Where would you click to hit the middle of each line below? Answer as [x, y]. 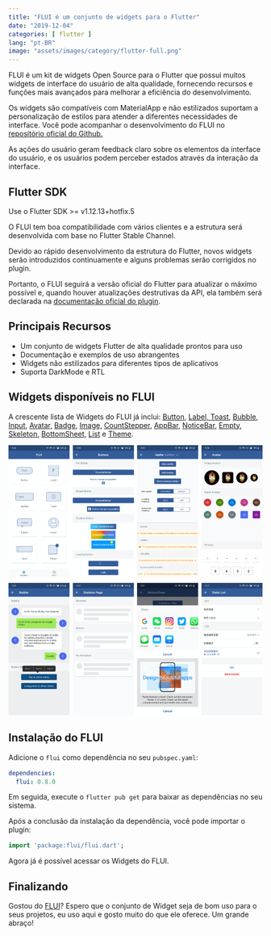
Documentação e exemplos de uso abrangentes [100, 355]
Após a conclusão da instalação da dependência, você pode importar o [127, 821]
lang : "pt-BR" [32, 43]
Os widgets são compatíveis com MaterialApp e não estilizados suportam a [133, 108]
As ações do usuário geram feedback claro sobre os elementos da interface [135, 149]
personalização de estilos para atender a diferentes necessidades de [123, 116]
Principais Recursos [60, 327]
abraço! [21, 923]
